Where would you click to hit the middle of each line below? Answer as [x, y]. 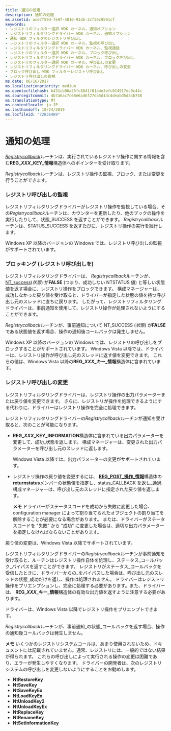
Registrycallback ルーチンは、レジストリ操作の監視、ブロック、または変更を [85, 174]
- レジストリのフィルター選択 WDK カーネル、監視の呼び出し [61, 43]
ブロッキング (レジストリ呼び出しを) [50, 264]
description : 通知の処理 [30, 15]
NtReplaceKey [28, 712]
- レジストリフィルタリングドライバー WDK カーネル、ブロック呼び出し [70, 57]
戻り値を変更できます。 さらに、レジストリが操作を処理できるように [86, 401]
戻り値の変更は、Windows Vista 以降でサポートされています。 [70, 543]
